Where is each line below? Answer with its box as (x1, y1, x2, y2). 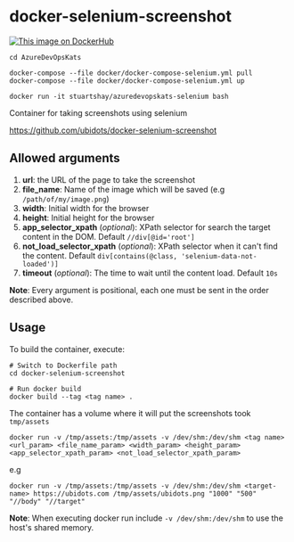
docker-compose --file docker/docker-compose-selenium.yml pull (9, 69, 253, 78)
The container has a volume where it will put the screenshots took (9, 407, 251, 418)
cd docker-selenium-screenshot (9, 368, 126, 378)
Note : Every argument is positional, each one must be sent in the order (9, 284, 269, 295)
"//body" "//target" (9, 497, 86, 505)
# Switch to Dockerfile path (9, 361, 118, 370)
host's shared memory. (9, 521, 94, 532)
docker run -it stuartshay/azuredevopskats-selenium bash (9, 92, 229, 101)
